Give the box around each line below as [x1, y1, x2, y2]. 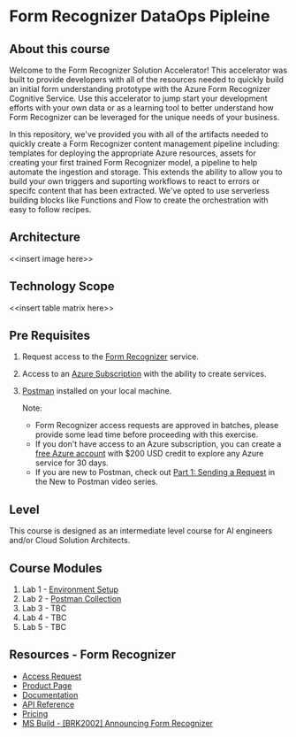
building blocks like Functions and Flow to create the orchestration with [9, 195, 269, 205]
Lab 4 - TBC [21, 612, 67, 623]
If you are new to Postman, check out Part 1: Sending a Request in [34, 467, 276, 478]
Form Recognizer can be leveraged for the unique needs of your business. [9, 112, 280, 122]
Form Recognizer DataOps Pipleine [9, 6, 270, 27]
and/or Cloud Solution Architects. [9, 535, 131, 546]
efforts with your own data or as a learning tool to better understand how [9, 103, 274, 112]
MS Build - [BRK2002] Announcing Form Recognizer [21, 718, 214, 728]
